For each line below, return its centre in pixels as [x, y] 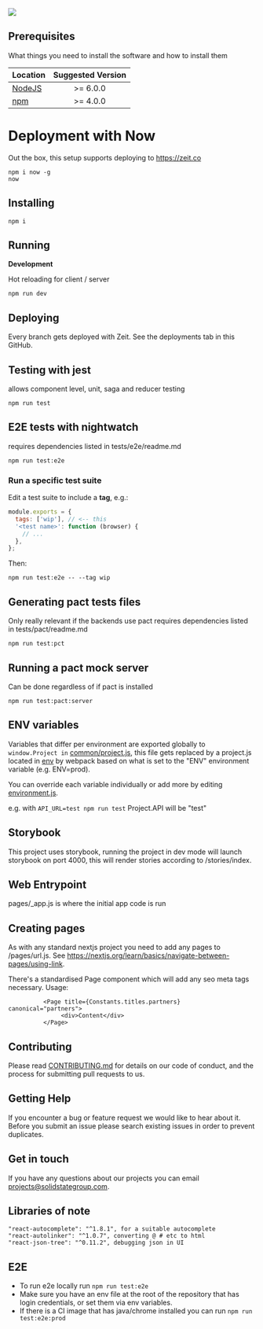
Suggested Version [90, 75]
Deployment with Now [82, 136]
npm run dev [27, 294]
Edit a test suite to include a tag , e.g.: [68, 498]
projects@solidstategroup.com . [59, 1186]
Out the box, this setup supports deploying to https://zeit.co [105, 157]
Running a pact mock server [79, 668]
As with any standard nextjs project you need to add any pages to [115, 948]
